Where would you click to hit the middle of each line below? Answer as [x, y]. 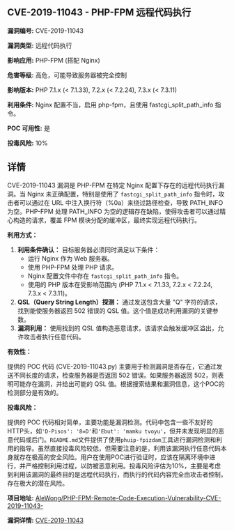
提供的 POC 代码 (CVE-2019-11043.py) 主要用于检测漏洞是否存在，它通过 [112, 366]
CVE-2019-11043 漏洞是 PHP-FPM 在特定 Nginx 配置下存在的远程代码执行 [113, 185]
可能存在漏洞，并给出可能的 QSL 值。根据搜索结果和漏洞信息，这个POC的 [119, 384]
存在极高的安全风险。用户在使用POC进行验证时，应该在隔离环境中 [114, 457]
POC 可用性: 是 [29, 128]
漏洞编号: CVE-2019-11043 [45, 31]
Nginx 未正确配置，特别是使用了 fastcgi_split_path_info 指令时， [123, 194]
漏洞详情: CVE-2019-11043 [45, 520]
